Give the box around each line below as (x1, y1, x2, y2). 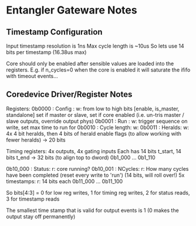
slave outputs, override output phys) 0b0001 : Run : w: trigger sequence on (6, 117, 188, 124)
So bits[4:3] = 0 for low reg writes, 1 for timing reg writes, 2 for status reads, (6, 189, 190, 196)
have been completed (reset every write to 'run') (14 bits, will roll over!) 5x (6, 171, 185, 178)
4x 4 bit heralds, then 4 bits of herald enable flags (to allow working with (6, 130, 182, 137)
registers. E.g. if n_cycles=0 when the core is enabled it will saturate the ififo (6, 66, 191, 73)
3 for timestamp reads (6, 195, 60, 203)
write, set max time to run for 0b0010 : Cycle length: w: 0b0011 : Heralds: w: (6, 124, 190, 131)
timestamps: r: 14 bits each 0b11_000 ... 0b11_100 (6, 177, 123, 185)
